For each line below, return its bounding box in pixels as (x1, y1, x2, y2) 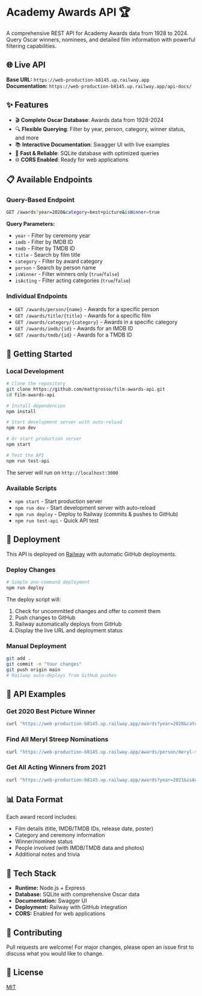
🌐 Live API (6, 60, 46, 70)
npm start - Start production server (14, 498, 103, 505)
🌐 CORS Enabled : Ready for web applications (14, 156, 129, 163)
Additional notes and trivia (14, 850, 80, 858)
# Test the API (6, 452, 44, 458)
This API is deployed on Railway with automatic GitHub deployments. (6, 550, 177, 557)
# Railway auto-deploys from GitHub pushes (6, 672, 117, 678)
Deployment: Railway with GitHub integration (14, 904, 127, 911)
